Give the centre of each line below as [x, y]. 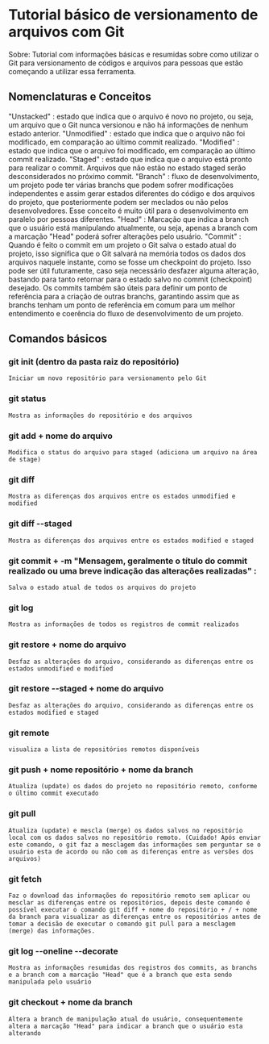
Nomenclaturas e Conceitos [80, 97]
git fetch [25, 879]
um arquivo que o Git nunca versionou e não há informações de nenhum [128, 125]
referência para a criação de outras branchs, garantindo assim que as [124, 296]
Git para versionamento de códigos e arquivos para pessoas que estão [126, 63]
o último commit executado [54, 793]
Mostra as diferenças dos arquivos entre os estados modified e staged [131, 541]
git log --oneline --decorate [63, 951]
